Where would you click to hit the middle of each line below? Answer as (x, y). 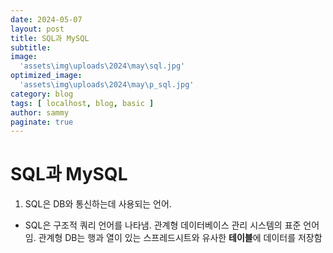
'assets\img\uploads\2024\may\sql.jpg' (102, 66)
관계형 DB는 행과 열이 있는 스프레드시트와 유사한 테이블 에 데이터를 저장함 (180, 238)
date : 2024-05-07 (46, 19)
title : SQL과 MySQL (50, 38)
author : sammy (40, 112)
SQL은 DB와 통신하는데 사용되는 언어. (98, 204)
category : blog (42, 94)
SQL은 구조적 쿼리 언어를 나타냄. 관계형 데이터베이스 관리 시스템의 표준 (163, 225)
